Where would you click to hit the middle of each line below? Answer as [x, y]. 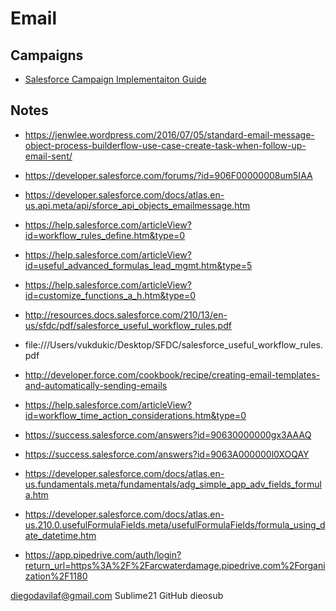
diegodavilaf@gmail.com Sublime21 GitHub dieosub [117, 595]
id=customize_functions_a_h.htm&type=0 [110, 295]
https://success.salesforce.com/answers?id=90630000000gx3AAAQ [168, 434]
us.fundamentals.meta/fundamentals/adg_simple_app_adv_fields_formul [173, 484]
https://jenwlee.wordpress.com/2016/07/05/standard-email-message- [169, 134]
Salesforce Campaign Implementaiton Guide [115, 79]
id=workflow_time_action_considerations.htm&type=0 [135, 415]
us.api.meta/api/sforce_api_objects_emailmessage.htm [137, 205]
